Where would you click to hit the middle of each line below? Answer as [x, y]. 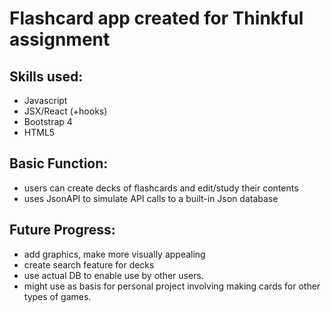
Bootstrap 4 [48, 121]
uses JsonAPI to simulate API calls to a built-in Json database [151, 198]
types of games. [57, 296]
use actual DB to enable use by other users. [113, 275]
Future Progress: [62, 230]
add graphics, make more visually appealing [114, 254]
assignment [60, 39]
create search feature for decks [89, 264]
